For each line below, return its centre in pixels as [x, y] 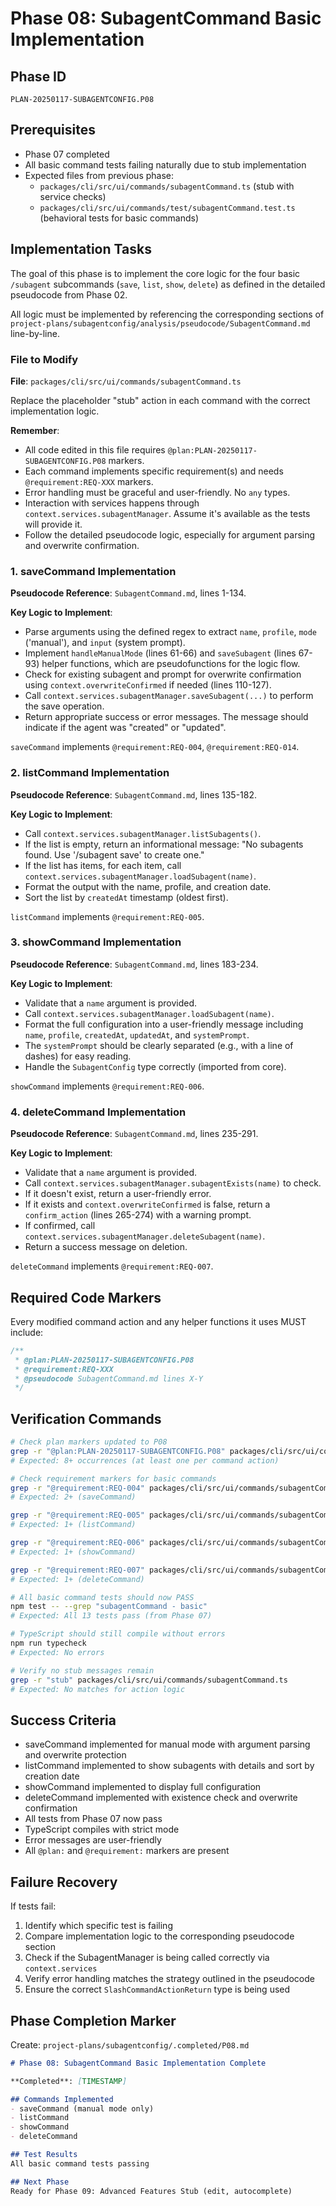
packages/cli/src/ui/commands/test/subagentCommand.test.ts [167, 208]
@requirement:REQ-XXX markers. [89, 481]
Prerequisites [53, 130]
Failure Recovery [64, 1882]
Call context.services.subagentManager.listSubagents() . [143, 833]
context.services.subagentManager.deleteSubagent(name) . [145, 1236]
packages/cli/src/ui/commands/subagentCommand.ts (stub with [167, 186]
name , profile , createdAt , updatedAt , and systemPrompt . [137, 1034]
